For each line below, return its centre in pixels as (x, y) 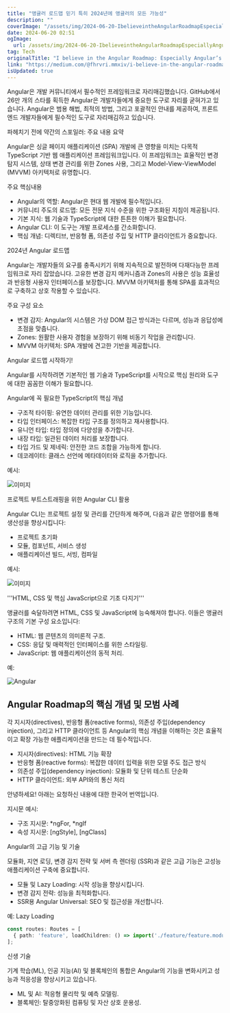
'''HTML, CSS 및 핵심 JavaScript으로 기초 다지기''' (76, 597)
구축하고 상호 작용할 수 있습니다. (57, 291)
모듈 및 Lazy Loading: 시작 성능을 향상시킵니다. (81, 885)
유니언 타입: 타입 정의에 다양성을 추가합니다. (76, 429)
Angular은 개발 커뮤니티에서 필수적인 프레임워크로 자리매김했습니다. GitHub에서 (114, 91)
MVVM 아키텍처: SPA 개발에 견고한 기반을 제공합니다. (89, 345)
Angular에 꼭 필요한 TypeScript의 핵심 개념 (65, 398)
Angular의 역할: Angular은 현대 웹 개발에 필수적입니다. (90, 201)
